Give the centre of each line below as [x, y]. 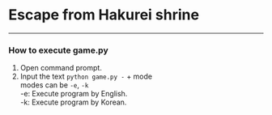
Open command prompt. [61, 68]
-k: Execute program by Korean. [73, 102]
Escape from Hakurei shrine [104, 15]
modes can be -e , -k [54, 85]
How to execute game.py [58, 50]
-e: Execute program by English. [74, 94]
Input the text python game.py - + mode [86, 77]
